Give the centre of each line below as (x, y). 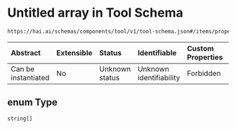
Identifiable (157, 52)
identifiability (159, 77)
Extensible (74, 52)
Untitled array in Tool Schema (96, 13)
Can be (23, 69)
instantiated (30, 77)
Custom (201, 48)
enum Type (32, 103)
